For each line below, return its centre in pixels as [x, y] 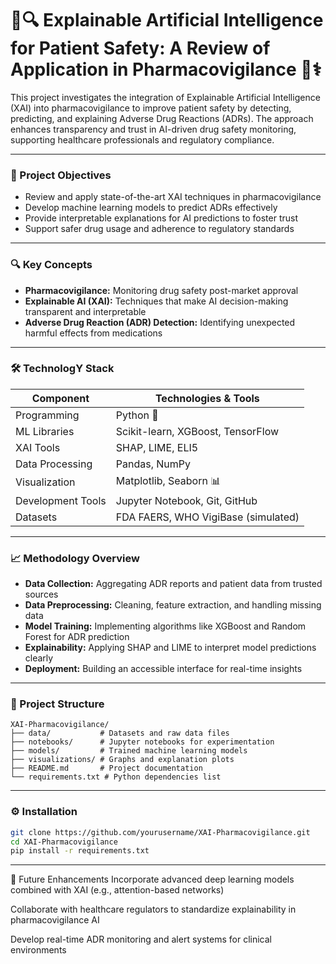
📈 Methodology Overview [75, 558]
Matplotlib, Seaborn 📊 [168, 480]
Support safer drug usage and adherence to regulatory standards [159, 229]
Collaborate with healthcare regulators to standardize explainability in [153, 909]
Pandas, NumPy [153, 464]
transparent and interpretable [85, 311]
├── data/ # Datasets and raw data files [120, 733]
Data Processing [54, 464]
